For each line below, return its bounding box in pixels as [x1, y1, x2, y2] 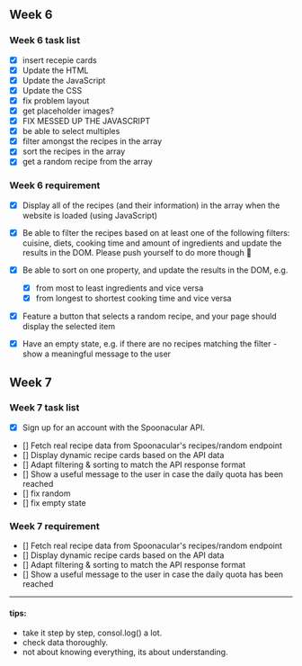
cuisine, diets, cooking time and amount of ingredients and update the [22, 238, 282, 248]
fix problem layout [22, 94, 90, 106]
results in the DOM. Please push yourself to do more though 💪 [22, 247, 253, 257]
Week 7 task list [9, 401, 80, 414]
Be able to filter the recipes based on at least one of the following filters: [22, 227, 290, 238]
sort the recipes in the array [22, 146, 126, 157]
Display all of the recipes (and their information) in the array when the [22, 200, 280, 211]
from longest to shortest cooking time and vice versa [35, 292, 232, 303]
